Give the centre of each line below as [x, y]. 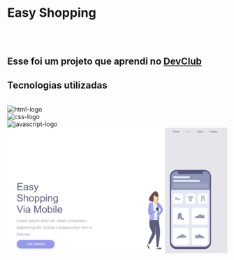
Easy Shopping [52, 13]
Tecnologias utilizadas [57, 85]
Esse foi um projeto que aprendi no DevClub [105, 62]
